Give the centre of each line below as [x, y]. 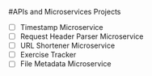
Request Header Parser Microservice [82, 36]
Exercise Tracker [48, 55]
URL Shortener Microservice [68, 46]
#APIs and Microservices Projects [65, 12]
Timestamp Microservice [61, 27]
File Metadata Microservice [65, 64]
